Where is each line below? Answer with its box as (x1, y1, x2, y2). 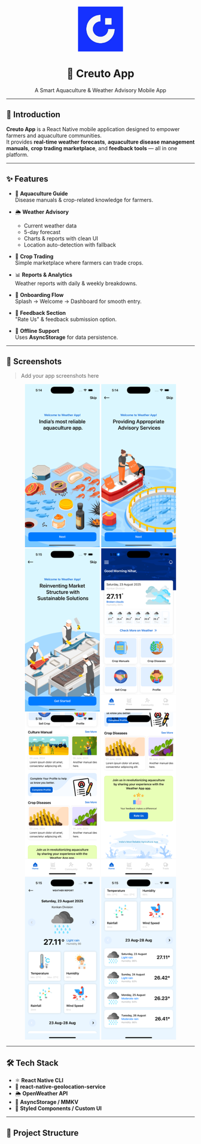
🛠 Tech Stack (6, 1058, 59, 1068)
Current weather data (23, 222, 77, 229)
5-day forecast (23, 228, 61, 235)
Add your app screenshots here (20, 372, 99, 380)
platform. (6, 151, 29, 158)
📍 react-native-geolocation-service (14, 1083, 106, 1090)
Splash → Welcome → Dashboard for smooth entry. (14, 298, 142, 305)
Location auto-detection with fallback (23, 241, 117, 248)
